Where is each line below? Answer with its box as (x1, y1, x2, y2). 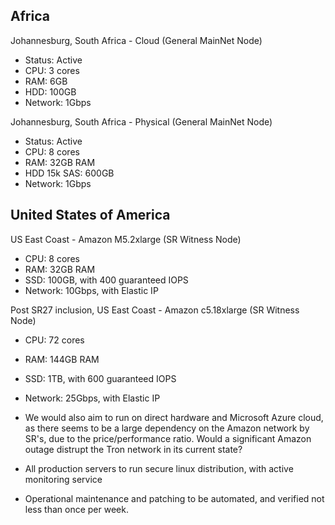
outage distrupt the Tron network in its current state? (24, 443, 243, 455)
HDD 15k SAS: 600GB (24, 167, 115, 179)
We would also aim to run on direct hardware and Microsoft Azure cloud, (24, 411, 324, 423)
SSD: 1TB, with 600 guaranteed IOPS (24, 372, 177, 384)
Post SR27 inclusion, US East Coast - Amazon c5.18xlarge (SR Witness (10, 304, 300, 316)
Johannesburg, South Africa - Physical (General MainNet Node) (10, 115, 273, 128)
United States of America (10, 207, 171, 224)
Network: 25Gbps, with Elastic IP (24, 392, 161, 404)
